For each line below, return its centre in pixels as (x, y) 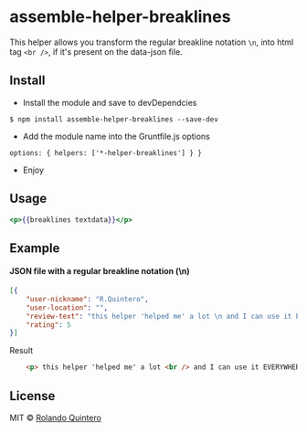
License (32, 396)
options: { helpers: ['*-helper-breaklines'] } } (106, 153)
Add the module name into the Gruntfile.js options (116, 136)
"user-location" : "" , (67, 308)
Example (35, 248)
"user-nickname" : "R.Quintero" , (87, 299)
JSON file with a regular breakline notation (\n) (100, 271)
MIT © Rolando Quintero (56, 417)
